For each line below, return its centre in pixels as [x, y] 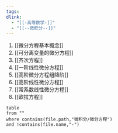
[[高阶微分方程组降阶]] [41, 75]
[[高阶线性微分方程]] [39, 82]
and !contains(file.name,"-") [43, 125]
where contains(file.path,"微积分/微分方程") [59, 119]
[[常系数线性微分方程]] [41, 89]
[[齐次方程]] [29, 60]
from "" [15, 113]
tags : [13, 11]
